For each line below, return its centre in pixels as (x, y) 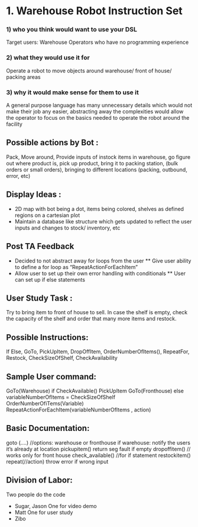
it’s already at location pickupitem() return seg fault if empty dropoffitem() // (98, 449)
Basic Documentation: (48, 428)
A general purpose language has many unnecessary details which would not (99, 106)
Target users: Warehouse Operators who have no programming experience (98, 42)
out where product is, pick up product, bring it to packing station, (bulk (92, 163)
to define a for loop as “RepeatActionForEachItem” (76, 267)
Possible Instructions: (47, 337)
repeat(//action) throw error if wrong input (57, 461)
